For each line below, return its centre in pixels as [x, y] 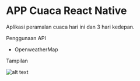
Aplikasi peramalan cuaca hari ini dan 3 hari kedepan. [70, 27]
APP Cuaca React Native [66, 11]
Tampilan [17, 61]
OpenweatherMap [36, 49]
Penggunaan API [26, 38]
